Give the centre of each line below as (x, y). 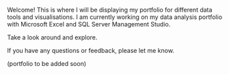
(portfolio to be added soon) (47, 63)
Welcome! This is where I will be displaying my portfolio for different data (110, 10)
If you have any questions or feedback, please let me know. (91, 51)
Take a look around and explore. (52, 37)
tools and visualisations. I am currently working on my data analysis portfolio (115, 17)
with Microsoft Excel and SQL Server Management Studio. (89, 24)
